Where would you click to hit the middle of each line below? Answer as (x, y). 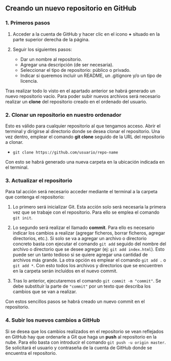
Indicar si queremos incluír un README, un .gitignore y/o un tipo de (91, 75)
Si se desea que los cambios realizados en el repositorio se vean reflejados (84, 331)
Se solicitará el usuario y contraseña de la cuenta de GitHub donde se (79, 347)
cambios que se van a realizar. (45, 292)
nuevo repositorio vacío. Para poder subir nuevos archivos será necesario (83, 96)
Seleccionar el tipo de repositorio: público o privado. (76, 70)
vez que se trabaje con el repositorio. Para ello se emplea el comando (86, 212)
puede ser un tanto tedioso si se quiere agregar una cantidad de (80, 255)
